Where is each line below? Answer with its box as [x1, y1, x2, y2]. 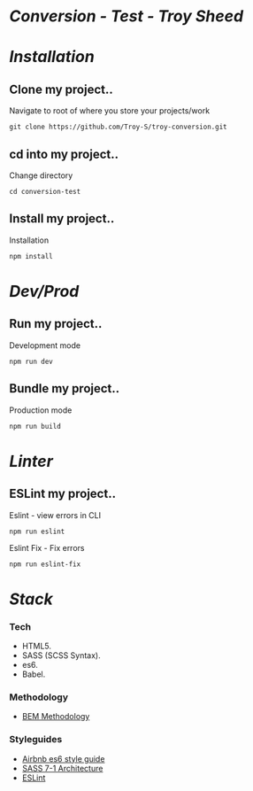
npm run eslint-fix [9, 560, 81, 569]
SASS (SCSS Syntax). [21, 650, 101, 661]
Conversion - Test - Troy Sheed [9, 6, 244, 27]
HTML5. [21, 640, 51, 652]
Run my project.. [9, 316, 103, 331]
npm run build [9, 422, 62, 430]
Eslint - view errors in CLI [9, 509, 102, 520]
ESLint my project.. [9, 486, 117, 501]
